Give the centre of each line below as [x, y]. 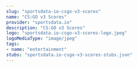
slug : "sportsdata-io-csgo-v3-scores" [53, 11]
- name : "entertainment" [36, 50]
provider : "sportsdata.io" [39, 22]
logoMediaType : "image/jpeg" [42, 38]
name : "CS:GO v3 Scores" [36, 17]
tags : [13, 44]
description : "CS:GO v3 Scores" [46, 28]
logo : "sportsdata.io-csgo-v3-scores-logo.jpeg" [67, 33]
